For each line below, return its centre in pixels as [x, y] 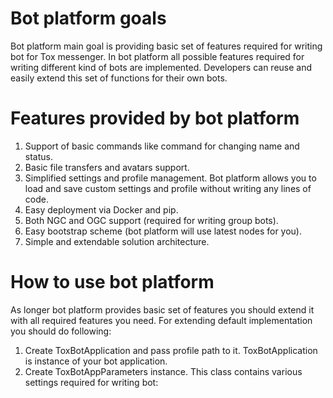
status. [38, 156]
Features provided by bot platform [155, 118]
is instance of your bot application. [96, 361]
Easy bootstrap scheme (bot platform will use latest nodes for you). [163, 231]
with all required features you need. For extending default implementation [161, 320]
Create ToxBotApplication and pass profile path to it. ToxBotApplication [171, 350]
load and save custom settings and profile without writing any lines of [168, 188]
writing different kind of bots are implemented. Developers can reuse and [161, 67]
